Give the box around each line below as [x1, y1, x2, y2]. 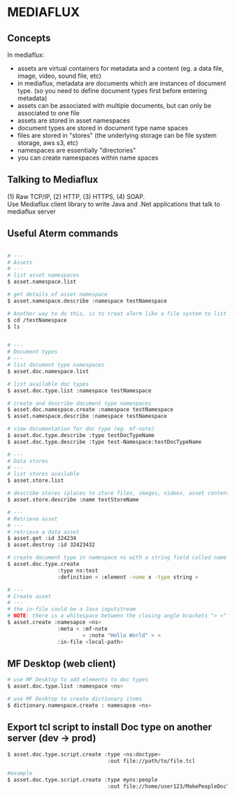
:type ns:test [57, 567, 99, 574]
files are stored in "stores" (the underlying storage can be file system [17, 131, 217, 139]
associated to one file [17, 109, 80, 117]
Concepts [7, 32, 51, 44]
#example [7, 770, 33, 777]
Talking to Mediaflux [7, 174, 99, 186]
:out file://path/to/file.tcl [107, 757, 196, 764]
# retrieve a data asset [7, 528, 80, 536]
